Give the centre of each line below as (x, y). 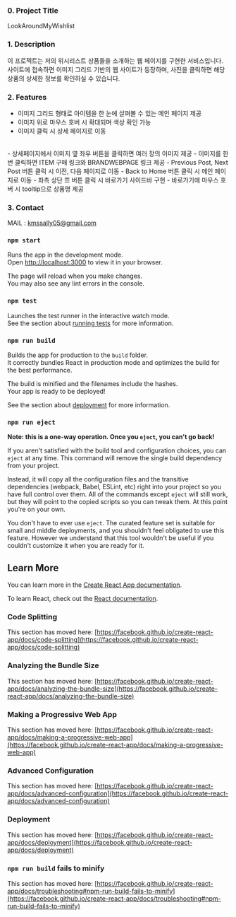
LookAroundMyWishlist (41, 26)
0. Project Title (33, 11)
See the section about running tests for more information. (91, 323)
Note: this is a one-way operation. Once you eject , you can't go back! (111, 437)
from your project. (33, 466)
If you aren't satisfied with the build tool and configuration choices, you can (117, 450)
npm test (22, 301)
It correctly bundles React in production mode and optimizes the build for (113, 363)
